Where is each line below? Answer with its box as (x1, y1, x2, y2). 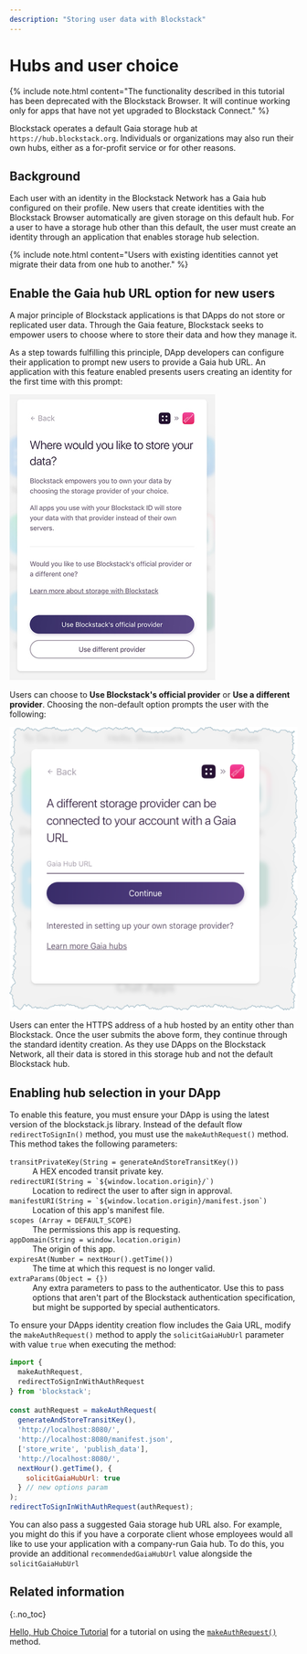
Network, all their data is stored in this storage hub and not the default (9, 1049, 274, 1060)
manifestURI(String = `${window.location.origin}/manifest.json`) (9, 1197, 268, 1206)
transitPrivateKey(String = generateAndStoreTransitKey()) (9, 1158, 239, 1167)
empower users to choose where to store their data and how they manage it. (9, 329, 298, 340)
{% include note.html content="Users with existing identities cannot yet (9, 250, 279, 261)
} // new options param (17, 1483, 108, 1492)
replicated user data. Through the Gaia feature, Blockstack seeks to (9, 320, 264, 331)
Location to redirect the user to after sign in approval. (32, 1185, 233, 1196)
